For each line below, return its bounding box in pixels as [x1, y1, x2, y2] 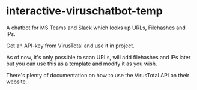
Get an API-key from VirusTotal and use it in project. [6, 42, 135, 49]
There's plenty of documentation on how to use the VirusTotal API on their [6, 71, 190, 79]
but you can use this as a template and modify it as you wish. [6, 60, 157, 67]
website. [6, 78, 28, 85]
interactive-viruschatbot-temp [6, 4, 163, 18]
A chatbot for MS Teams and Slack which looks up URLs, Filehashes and [6, 24, 186, 31]
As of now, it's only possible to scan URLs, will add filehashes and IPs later [6, 53, 191, 61]
